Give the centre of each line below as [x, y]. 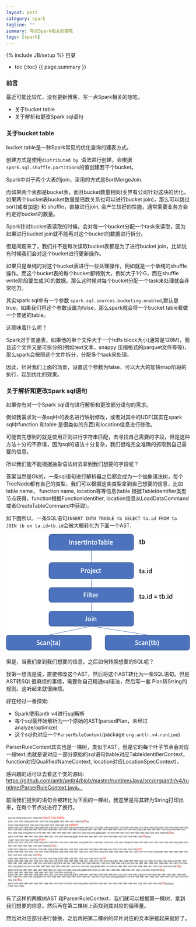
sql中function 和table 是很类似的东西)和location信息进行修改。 [81, 425]
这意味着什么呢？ [27, 327]
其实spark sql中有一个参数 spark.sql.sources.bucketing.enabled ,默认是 [92, 300]
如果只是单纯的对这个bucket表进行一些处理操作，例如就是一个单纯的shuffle [97, 266]
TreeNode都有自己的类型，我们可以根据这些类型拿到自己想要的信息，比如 [95, 484]
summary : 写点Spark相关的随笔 [40, 31]
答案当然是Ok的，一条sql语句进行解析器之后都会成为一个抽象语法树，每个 [95, 477]
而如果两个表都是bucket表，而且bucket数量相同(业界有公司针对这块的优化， [98, 192]
